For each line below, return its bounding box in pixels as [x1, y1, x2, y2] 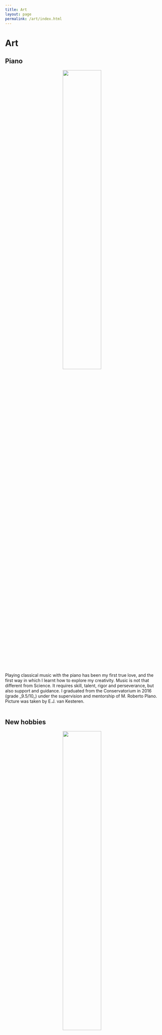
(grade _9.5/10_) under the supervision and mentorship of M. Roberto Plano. [5, 693, 158, 699]
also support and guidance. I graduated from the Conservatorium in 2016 [5, 688, 152, 694]
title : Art [5, 7, 27, 12]
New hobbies [5, 717, 46, 726]
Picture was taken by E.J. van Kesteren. [5, 698, 84, 704]
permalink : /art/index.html [5, 16, 62, 21]
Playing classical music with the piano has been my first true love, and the [5, 672, 154, 678]
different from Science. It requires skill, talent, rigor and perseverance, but [5, 683, 154, 689]
